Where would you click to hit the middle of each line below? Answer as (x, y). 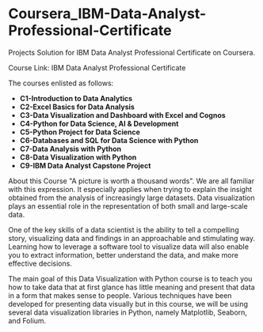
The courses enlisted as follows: (61, 83)
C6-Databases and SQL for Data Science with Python (109, 140)
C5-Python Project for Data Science (80, 132)
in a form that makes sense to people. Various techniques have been (120, 295)
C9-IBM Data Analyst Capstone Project (85, 165)
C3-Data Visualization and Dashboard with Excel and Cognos (122, 115)
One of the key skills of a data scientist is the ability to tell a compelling (124, 229)
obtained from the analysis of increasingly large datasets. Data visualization (131, 198)
